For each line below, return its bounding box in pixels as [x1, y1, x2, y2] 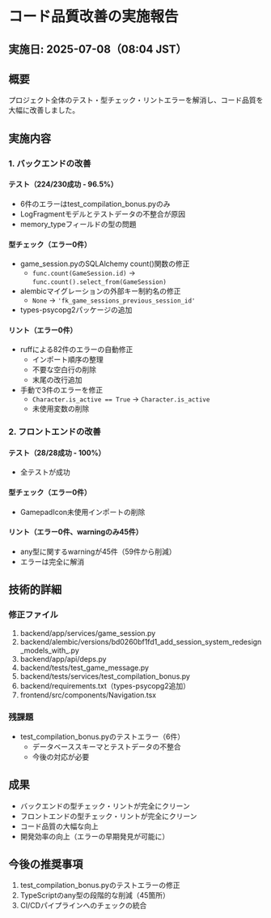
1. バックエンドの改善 [8, 157, 91, 169]
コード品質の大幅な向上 [19, 821, 99, 831]
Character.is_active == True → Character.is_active [32, 394, 210, 404]
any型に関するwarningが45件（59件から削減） [19, 547, 176, 556]
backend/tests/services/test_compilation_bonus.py [19, 671, 190, 681]
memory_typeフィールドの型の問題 [19, 219, 137, 229]
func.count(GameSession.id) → [32, 268, 136, 278]
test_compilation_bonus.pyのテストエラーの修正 [19, 881, 180, 890]
